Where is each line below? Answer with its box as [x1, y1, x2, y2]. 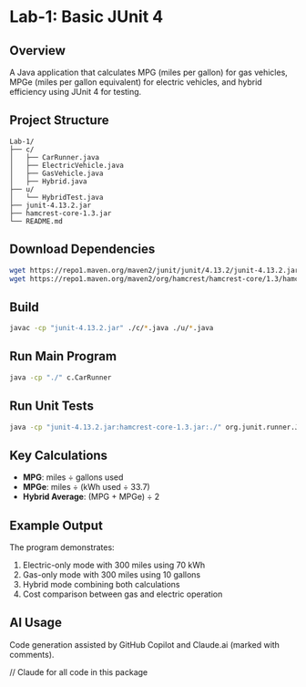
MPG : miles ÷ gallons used [22, 472, 124, 483]
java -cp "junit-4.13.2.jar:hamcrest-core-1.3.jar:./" [9, 422, 222, 432]
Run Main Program [9, 349, 117, 364]
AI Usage [9, 615, 62, 630]
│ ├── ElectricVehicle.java [9, 161, 125, 170]
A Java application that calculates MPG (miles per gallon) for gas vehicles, [9, 67, 289, 78]
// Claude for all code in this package [9, 666, 148, 677]
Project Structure [9, 112, 109, 129]
